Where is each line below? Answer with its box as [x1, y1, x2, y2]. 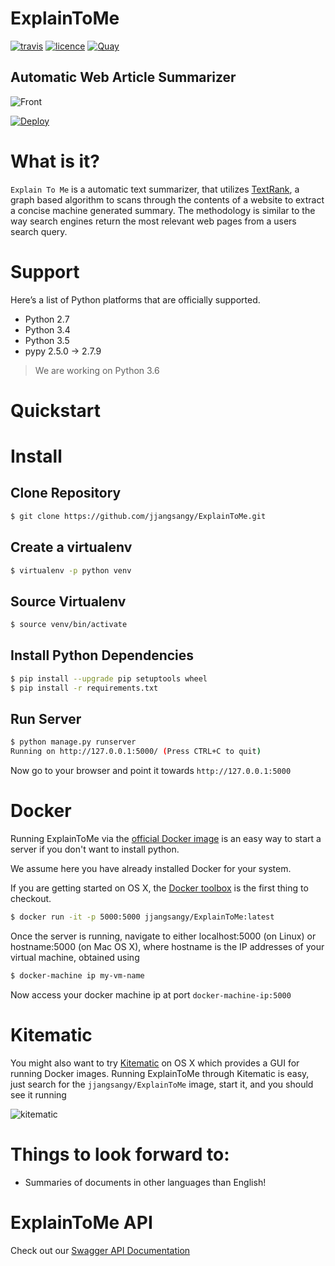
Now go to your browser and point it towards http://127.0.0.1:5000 [10, 765, 292, 777]
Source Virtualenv [10, 593, 127, 610]
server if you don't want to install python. [10, 843, 180, 856]
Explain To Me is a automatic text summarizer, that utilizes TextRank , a [10, 183, 300, 195]
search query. [10, 225, 68, 237]
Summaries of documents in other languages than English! [24, 1176, 267, 1188]
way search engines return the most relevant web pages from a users [10, 215, 297, 227]
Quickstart [10, 399, 102, 422]
